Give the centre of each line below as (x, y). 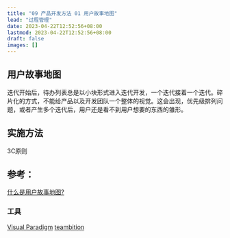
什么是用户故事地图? (36, 192)
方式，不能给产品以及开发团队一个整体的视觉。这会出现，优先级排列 (121, 101)
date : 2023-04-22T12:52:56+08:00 (55, 26)
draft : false (26, 39)
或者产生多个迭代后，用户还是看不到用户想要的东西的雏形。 (103, 109)
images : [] (23, 45)
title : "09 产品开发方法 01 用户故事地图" (62, 13)
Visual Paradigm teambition (46, 227)
